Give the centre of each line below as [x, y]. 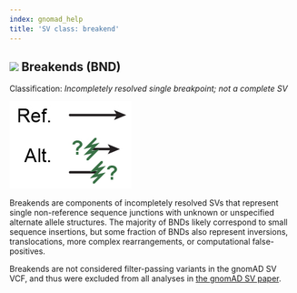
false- [263, 242]
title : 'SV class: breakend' [64, 29]
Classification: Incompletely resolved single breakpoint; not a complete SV [148, 89]
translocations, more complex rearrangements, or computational [130, 242]
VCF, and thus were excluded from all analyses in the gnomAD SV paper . [145, 278]
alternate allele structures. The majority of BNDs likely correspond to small [148, 222]
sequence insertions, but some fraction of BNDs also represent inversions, [149, 232]
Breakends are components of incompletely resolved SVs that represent [144, 203]
